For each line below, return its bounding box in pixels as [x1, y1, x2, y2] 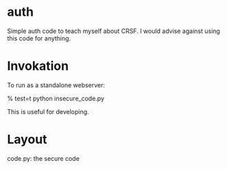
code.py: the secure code [7, 154, 80, 162]
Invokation [7, 58, 69, 74]
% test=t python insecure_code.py [7, 94, 105, 102]
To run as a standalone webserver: [7, 80, 105, 89]
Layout [7, 132, 47, 148]
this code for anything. [7, 34, 71, 42]
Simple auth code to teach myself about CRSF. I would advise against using [7, 27, 221, 35]
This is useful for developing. [7, 107, 89, 115]
